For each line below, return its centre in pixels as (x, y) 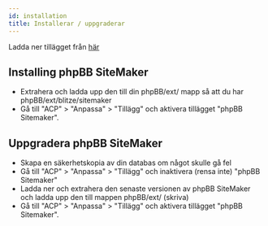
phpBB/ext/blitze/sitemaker (66, 100)
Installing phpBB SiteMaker (78, 72)
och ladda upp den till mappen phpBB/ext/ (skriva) (104, 198)
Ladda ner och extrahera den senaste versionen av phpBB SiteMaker (135, 189)
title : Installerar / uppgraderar (67, 24)
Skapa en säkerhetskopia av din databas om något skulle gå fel (125, 163)
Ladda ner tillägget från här (54, 46)
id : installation (38, 16)
